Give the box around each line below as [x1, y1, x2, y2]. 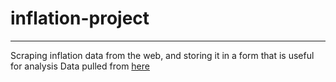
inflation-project [10, 7, 150, 30]
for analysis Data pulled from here [10, 60, 150, 72]
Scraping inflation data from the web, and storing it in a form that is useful [10, 49, 315, 61]
